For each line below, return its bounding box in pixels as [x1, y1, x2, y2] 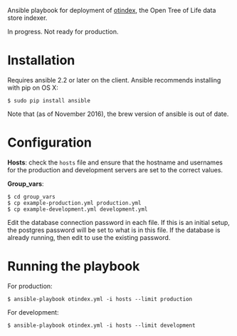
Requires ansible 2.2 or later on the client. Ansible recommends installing [7, 75, 221, 84]
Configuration [7, 135, 93, 151]
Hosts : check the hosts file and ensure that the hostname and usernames [7, 158, 223, 167]
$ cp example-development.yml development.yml [7, 206, 148, 213]
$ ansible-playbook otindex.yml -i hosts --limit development [7, 322, 196, 329]
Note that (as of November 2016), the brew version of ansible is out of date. [7, 110, 229, 118]
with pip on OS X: [7, 83, 58, 92]
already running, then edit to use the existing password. [7, 233, 171, 241]
